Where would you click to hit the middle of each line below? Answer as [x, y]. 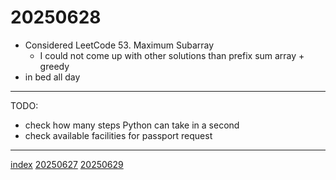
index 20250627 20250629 [67, 164]
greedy [54, 66]
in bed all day [52, 77]
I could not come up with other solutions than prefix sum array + [172, 55]
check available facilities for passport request [118, 135]
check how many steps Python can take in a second [132, 125]
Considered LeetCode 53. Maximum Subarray [119, 45]
